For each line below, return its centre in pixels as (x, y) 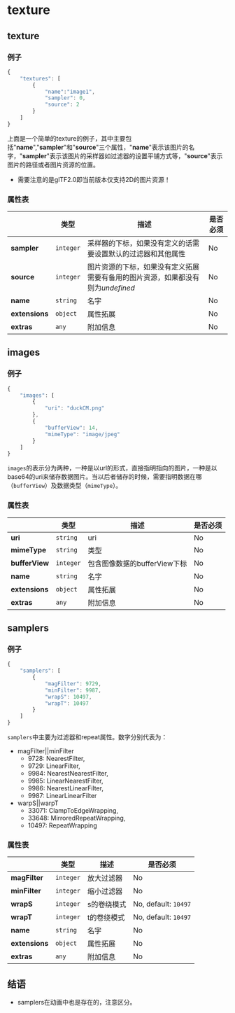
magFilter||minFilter (46, 751)
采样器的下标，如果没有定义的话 (140, 244)
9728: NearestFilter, (56, 759)
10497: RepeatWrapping (62, 825)
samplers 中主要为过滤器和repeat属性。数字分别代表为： (87, 737)
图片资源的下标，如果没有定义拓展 (143, 267)
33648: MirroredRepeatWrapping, (77, 818)
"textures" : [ (40, 78)
